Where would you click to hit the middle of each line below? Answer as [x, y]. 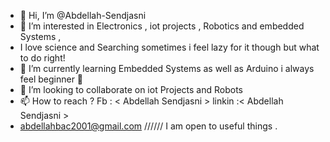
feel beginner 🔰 [51, 79]
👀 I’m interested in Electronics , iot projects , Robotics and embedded [162, 26]
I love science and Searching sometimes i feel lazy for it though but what [169, 47]
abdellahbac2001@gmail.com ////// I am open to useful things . [148, 126]
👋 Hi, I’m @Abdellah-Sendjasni [83, 15]
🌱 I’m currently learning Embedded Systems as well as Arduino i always [167, 68]
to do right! [42, 58]
